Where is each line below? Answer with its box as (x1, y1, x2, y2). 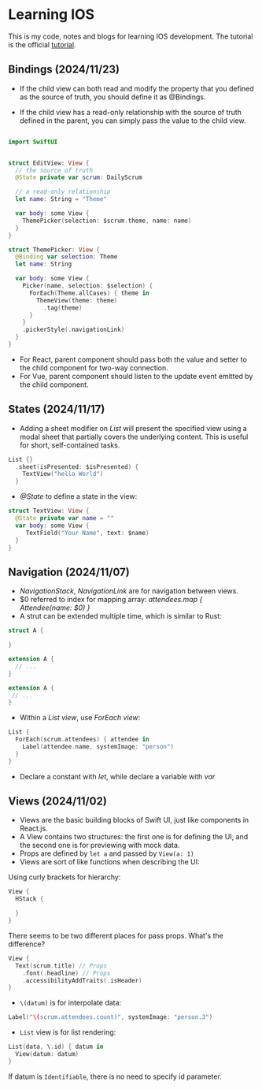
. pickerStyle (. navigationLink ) (22, 325, 125, 334)
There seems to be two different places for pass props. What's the (8, 931, 224, 940)
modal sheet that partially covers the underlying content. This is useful (19, 432, 249, 441)
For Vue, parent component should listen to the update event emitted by (19, 371, 253, 381)
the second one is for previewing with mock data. (19, 841, 180, 850)
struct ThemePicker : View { (8, 246, 101, 254)
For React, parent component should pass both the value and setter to (19, 355, 248, 364)
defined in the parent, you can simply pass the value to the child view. (19, 116, 246, 125)
